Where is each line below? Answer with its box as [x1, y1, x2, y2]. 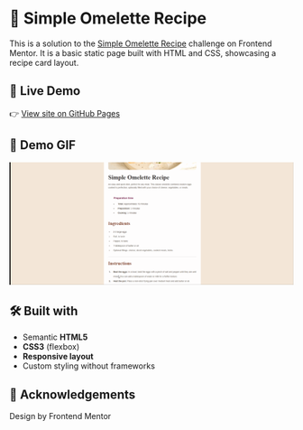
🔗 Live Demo [9, 83, 81, 98]
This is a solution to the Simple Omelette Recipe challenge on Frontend [9, 38, 272, 49]
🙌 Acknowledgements [9, 387, 136, 402]
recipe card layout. [9, 57, 79, 68]
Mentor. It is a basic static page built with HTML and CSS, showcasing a [9, 47, 277, 58]
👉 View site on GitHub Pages [9, 107, 120, 118]
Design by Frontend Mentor [9, 411, 112, 422]
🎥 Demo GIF [9, 137, 77, 153]
